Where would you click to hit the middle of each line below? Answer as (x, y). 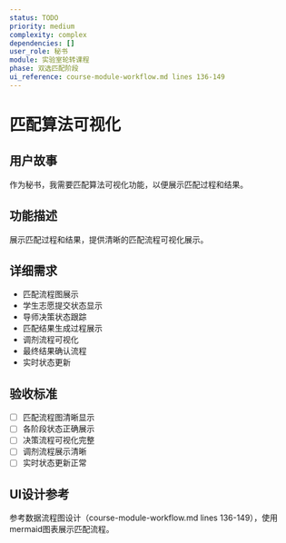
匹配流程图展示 (50, 294)
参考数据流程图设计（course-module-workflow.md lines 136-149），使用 (144, 518)
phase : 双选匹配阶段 (44, 69)
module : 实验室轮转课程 (49, 60)
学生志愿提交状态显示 (62, 306)
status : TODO (34, 18)
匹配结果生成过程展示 (62, 329)
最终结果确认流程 (54, 351)
